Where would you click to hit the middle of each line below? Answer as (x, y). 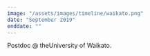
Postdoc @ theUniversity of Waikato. (59, 46)
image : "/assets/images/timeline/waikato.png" (75, 13)
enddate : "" (24, 26)
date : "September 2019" (41, 20)
